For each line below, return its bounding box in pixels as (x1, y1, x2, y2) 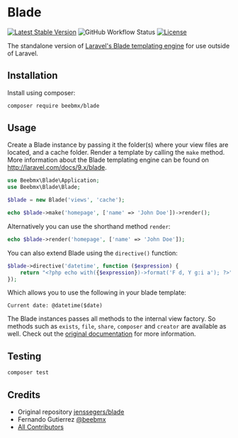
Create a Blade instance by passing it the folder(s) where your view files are (7, 141, 229, 149)
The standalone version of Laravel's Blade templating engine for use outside (7, 41, 230, 50)
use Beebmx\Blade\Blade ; (7, 184, 81, 191)
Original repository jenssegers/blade (17, 407, 125, 416)
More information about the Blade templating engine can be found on (7, 155, 209, 164)
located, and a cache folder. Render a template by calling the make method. (7, 148, 225, 157)
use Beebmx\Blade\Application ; (7, 177, 100, 185)
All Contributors (17, 422, 64, 431)
